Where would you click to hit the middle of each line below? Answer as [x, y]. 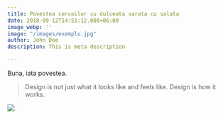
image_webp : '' [30, 27]
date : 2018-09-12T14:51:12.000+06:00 [63, 21]
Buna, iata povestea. [37, 73]
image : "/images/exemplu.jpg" [52, 34]
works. [34, 94]
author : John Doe [33, 40]
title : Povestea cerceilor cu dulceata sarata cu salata [93, 14]
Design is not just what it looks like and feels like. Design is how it [120, 87]
